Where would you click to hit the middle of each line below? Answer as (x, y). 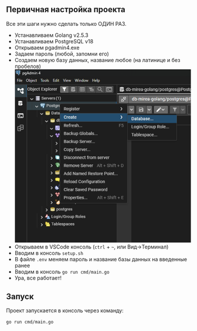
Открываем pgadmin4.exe (47, 47)
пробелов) (28, 66)
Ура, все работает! (38, 278)
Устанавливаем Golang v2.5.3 (52, 35)
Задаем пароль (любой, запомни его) (62, 54)
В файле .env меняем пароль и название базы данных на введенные (101, 260)
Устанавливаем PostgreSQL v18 (54, 41)
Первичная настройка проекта (66, 10)
